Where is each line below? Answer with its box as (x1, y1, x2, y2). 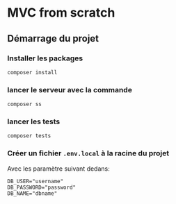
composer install (7, 69, 58, 76)
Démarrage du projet (7, 33, 99, 44)
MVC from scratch (7, 5, 115, 21)
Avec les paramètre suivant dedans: (7, 164, 110, 173)
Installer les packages (7, 53, 83, 63)
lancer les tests (7, 117, 61, 126)
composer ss (7, 101, 42, 108)
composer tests (7, 133, 51, 139)
